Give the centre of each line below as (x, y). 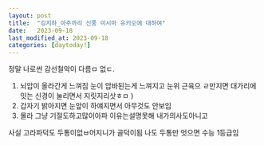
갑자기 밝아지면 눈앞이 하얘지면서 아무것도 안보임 (95, 106)
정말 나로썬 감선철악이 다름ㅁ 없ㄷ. (61, 69)
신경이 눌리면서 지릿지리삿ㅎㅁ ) (84, 96)
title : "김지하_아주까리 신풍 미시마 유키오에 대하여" (87, 23)
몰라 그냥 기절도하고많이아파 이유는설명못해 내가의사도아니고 (114, 116)
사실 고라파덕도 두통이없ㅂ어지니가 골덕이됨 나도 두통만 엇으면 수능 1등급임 (124, 133)
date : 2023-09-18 (41, 30)
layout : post (30, 16)
